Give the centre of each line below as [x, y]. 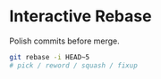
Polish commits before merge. [65, 41]
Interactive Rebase [80, 16]
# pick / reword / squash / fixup [74, 65]
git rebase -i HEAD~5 [50, 57]
